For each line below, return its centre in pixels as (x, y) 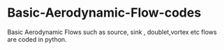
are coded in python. (37, 39)
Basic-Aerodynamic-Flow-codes (104, 13)
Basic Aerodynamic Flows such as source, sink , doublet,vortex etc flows (112, 32)
